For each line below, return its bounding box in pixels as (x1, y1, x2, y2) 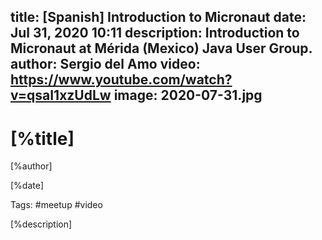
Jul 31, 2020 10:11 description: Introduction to (10, 25, 300, 42)
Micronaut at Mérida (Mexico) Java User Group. (10, 40, 313, 57)
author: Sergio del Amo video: (10, 56, 201, 73)
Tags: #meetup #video (10, 199, 103, 211)
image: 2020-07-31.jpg (113, 87, 263, 104)
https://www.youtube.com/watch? (10, 71, 233, 89)
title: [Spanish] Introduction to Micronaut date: (10, 9, 307, 26)
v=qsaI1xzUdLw (10, 87, 112, 104)
